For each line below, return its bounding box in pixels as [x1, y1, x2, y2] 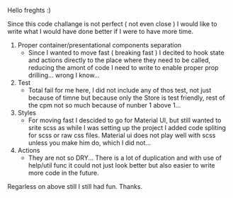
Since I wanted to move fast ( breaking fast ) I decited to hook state [28, 49, 225, 57]
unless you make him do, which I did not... [28, 139, 151, 147]
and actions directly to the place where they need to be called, [28, 56, 211, 64]
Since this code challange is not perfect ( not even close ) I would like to [7, 20, 217, 28]
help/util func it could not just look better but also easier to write [28, 161, 215, 169]
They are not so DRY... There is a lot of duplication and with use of [28, 153, 222, 162]
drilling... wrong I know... [28, 71, 101, 79]
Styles [17, 109, 37, 117]
